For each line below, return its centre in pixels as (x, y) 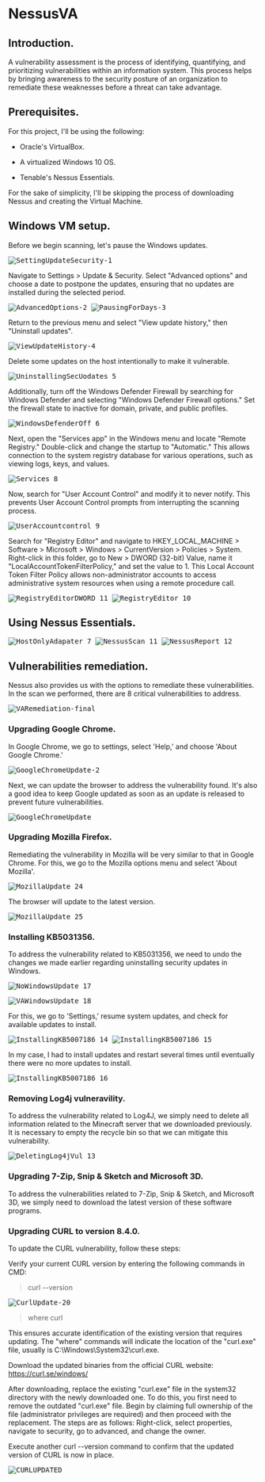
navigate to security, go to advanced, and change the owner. (107, 1431)
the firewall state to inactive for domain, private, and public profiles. (118, 408)
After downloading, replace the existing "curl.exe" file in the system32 (122, 1389)
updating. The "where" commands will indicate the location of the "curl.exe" (132, 1342)
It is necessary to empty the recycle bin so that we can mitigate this (118, 1133)
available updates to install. (53, 1025)
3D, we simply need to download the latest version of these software (120, 1202)
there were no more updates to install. (70, 1064)
